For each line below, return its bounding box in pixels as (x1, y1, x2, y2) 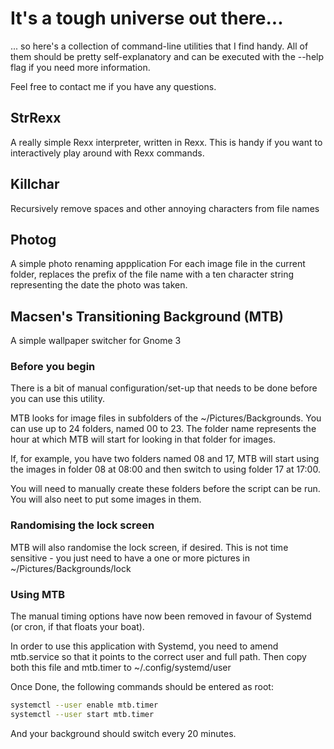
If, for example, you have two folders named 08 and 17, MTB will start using (10, 453, 320, 465)
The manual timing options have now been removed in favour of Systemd (10, 610, 312, 622)
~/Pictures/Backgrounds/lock (10, 562, 132, 574)
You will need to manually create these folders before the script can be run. (10, 483, 321, 495)
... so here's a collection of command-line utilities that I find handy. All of (10, 40, 309, 52)
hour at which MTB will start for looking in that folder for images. (10, 433, 276, 446)
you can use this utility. (10, 393, 105, 405)
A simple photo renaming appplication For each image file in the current (10, 258, 306, 270)
